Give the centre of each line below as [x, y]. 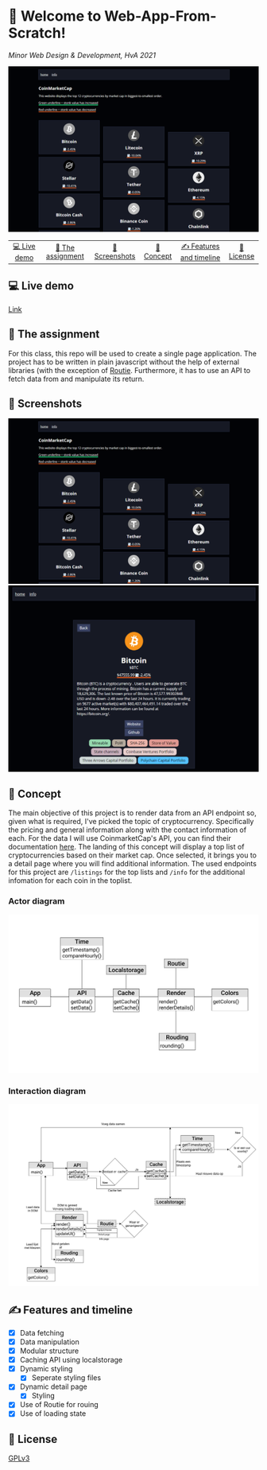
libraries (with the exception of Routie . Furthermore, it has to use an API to [130, 370]
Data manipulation [49, 1342]
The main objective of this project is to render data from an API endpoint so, [132, 813]
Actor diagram [37, 901]
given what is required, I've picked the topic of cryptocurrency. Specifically [131, 822]
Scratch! [37, 33]
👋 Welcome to [55, 16]
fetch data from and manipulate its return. [76, 379]
